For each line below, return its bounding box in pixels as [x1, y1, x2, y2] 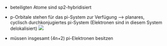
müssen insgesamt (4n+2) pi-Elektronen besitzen [10, 35, 113, 41]
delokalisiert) [10, 25, 37, 31]
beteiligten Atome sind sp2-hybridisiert [10, 5, 92, 10]
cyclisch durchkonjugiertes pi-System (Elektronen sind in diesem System [10, 20, 162, 25]
